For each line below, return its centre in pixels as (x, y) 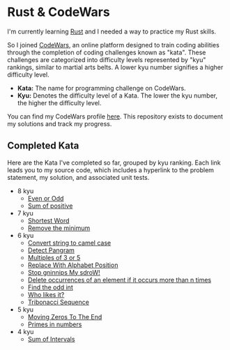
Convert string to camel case (69, 243)
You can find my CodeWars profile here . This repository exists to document (115, 116)
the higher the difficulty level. (59, 102)
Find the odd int (50, 287)
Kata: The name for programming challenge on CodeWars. (101, 88)
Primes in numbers (55, 324)
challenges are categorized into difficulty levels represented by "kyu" (107, 59)
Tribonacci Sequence (58, 302)
